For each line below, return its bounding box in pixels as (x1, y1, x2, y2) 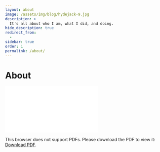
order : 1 (5, 44, 23, 49)
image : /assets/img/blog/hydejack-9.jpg (5, 12, 90, 17)
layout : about (5, 7, 35, 12)
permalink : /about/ (5, 48, 45, 53)
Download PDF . (5, 142, 37, 148)
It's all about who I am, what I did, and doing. (9, 21, 114, 26)
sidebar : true (5, 39, 35, 44)
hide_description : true (5, 26, 54, 31)
